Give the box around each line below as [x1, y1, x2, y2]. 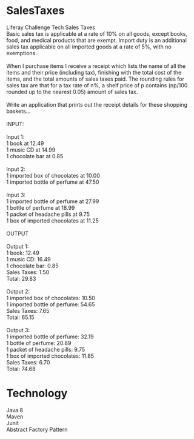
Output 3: [6, 326, 30, 333]
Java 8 [6, 406, 23, 414]
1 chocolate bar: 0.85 [6, 262, 59, 269]
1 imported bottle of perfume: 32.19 [6, 333, 94, 340]
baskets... [6, 107, 31, 115]
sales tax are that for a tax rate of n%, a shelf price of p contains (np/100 [6, 81, 188, 89]
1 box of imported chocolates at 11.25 [6, 216, 99, 224]
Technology [6, 386, 68, 400]
